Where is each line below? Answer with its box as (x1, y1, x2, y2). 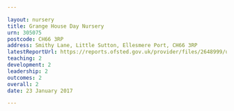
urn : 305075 (7, 29, 42, 36)
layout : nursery (7, 16, 54, 23)
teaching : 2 (7, 55, 42, 62)
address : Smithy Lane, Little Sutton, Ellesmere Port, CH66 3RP (7, 42, 198, 49)
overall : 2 (7, 80, 39, 87)
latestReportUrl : (7, 49, 58, 55)
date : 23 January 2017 (7, 87, 73, 94)
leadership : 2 (7, 67, 49, 75)
